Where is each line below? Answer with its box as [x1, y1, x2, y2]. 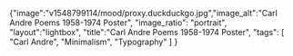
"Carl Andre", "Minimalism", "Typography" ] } [9, 36, 178, 47]
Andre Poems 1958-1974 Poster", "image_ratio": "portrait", [9, 17, 227, 28]
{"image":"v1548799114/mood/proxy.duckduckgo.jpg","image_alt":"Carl [9, 8, 278, 18]
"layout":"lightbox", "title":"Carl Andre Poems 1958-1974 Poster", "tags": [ [9, 27, 285, 37]
